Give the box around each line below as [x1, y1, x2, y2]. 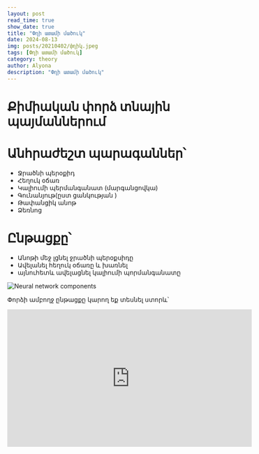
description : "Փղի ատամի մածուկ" [7, 68, 105, 75]
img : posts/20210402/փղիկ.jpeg [7, 43, 98, 50]
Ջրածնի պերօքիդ [17, 168, 75, 177]
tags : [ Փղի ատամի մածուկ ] [7, 50, 82, 57]
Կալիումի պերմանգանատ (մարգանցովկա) [17, 183, 158, 192]
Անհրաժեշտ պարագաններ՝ [7, 145, 186, 161]
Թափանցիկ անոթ [17, 198, 77, 207]
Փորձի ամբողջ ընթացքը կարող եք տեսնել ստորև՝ [7, 295, 170, 304]
